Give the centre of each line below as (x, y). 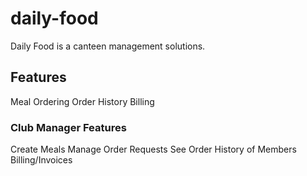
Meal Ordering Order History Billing (82, 101)
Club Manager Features (68, 127)
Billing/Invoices (41, 160)
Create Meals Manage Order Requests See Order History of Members (153, 149)
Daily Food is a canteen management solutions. (108, 46)
